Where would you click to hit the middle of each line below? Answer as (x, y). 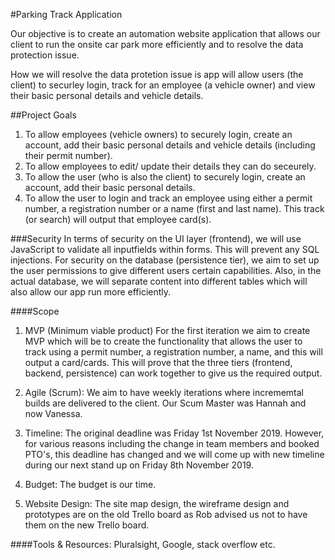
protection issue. (45, 55)
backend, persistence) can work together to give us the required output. (173, 373)
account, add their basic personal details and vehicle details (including (170, 145)
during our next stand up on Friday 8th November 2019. (139, 465)
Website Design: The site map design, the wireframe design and (157, 503)
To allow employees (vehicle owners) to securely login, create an (158, 134)
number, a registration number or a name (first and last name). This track (174, 208)
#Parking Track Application (66, 14)
